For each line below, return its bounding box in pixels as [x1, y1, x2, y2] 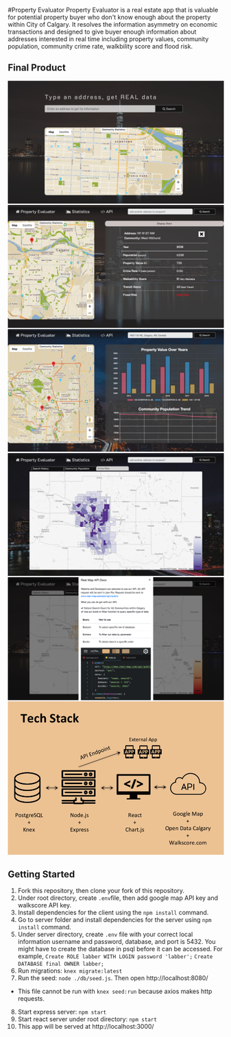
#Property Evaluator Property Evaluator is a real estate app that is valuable [8, 6, 219, 14]
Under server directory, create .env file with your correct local [17, 930, 193, 938]
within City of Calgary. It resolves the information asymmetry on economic [8, 21, 218, 28]
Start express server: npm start [17, 1008, 107, 1016]
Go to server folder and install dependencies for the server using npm [17, 916, 212, 924]
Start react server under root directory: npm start [17, 1015, 157, 1023]
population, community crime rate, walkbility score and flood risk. [8, 42, 193, 50]
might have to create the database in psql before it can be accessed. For [17, 945, 223, 953]
